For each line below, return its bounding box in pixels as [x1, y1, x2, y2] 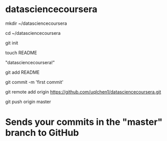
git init [5, 39, 19, 46]
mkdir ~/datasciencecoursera [5, 20, 68, 26]
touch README [5, 50, 37, 56]
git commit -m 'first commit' [5, 79, 63, 85]
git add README [5, 69, 40, 75]
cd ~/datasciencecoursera [5, 30, 61, 36]
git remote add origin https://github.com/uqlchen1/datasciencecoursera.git [5, 88, 161, 95]
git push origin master [5, 99, 51, 105]
